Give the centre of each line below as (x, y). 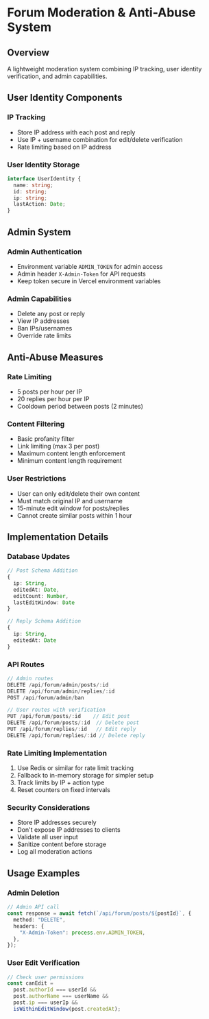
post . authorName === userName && (61, 996)
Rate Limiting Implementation (57, 753)
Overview (28, 52)
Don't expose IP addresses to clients (69, 830)
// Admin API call (33, 907)
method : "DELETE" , (40, 920)
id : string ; (30, 191)
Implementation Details (58, 537)
